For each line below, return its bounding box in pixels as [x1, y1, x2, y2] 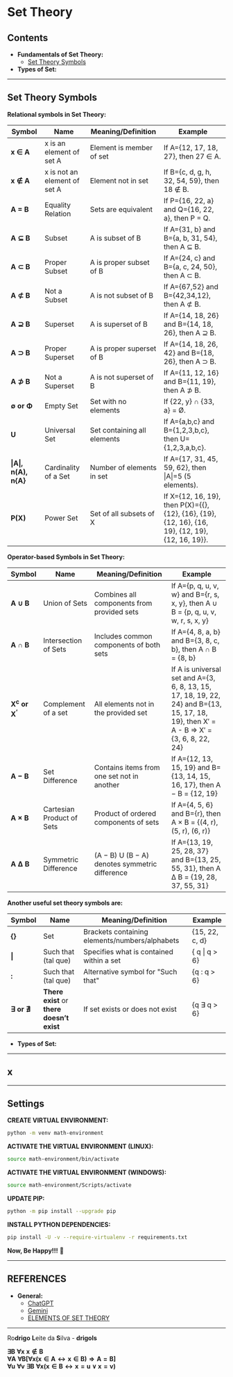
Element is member [89, 143, 153, 152]
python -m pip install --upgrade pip [7, 1208, 116, 1215]
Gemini [27, 1306, 49, 1314]
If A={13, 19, [171, 837, 214, 847]
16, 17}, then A [171, 780, 221, 789]
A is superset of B [89, 319, 148, 329]
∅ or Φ [10, 401, 33, 410]
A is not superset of [89, 372, 154, 382]
